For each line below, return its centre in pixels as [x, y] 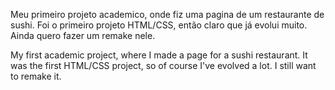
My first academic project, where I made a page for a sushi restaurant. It [159, 55]
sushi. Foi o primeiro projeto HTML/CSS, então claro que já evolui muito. [159, 25]
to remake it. [36, 76]
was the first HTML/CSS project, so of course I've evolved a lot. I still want [163, 65]
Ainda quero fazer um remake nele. [83, 35]
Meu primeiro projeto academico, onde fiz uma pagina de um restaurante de [167, 14]
